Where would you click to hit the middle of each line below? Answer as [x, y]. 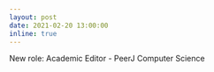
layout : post [33, 17]
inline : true [33, 33]
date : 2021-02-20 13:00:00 [59, 25]
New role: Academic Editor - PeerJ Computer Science [107, 59]
